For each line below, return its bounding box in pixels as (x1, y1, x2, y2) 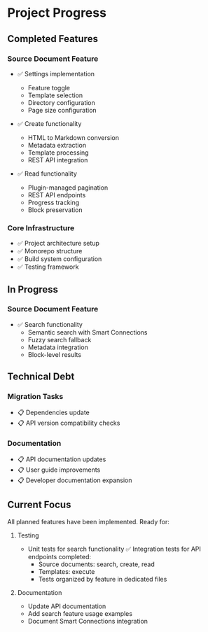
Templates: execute (38, 567, 95, 575)
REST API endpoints (27, 190, 86, 199)
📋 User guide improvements (17, 465, 101, 474)
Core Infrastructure (7, 223, 75, 232)
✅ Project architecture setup (17, 239, 100, 248)
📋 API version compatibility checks (17, 419, 120, 427)
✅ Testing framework (17, 262, 79, 271)
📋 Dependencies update (17, 408, 90, 416)
